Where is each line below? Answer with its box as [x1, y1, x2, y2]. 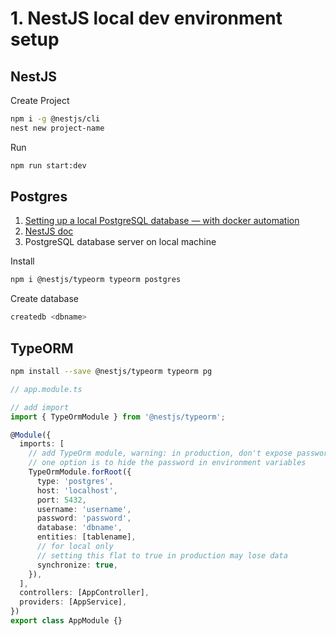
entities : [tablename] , [36, 532, 137, 542]
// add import [10, 402, 70, 412]
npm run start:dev [10, 160, 87, 171]
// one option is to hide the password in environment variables [28, 458, 307, 468]
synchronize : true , [36, 560, 118, 570]
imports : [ [19, 439, 65, 449]
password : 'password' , [36, 513, 132, 524]
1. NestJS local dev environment [10, 7, 283, 30]
